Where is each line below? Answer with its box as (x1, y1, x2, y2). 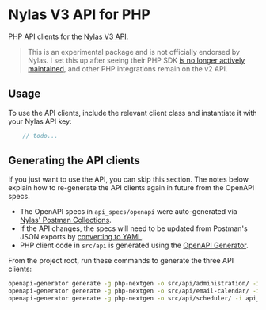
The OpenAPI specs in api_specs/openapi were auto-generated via (19, 207, 237, 216)
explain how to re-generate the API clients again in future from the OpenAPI (8, 183, 255, 193)
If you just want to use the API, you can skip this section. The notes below (8, 174, 249, 184)
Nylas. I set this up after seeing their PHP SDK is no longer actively (27, 55, 245, 65)
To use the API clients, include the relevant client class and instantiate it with (8, 108, 257, 117)
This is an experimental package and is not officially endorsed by (27, 47, 240, 56)
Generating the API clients (8, 154, 141, 167)
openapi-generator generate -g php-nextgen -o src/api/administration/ (8, 280, 249, 288)
